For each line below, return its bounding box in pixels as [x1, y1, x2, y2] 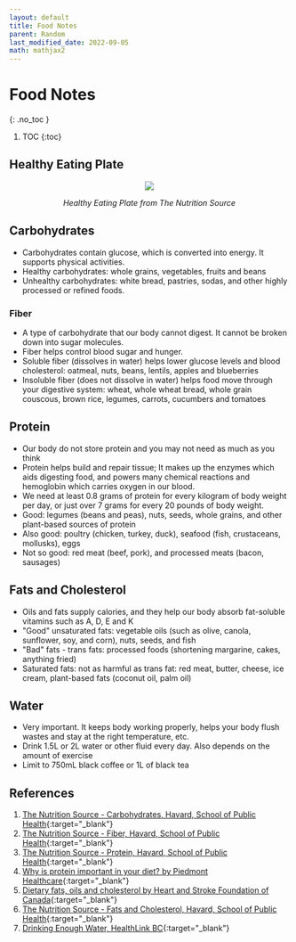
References [9, 785, 75, 800]
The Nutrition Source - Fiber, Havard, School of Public [21, 828, 220, 839]
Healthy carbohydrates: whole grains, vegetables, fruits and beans [21, 266, 267, 276]
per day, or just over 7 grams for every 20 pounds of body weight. [21, 500, 264, 511]
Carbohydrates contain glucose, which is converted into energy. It [21, 247, 264, 258]
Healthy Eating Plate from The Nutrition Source [62, 197, 236, 208]
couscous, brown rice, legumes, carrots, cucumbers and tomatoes [21, 393, 267, 404]
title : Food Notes [9, 21, 77, 30]
